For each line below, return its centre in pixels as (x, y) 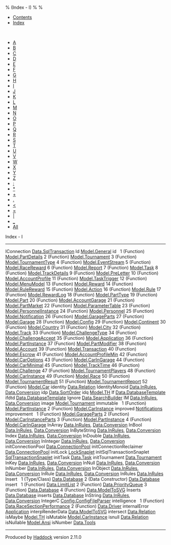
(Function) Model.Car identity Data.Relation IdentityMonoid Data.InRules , (81, 387)
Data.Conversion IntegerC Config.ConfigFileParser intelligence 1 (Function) (85, 501)
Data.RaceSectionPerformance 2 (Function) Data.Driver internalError (77, 506)
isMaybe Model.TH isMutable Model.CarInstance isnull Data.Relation (77, 517)
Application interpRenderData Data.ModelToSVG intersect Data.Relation (80, 512)
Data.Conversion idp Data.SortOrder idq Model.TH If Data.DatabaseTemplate (85, 392)
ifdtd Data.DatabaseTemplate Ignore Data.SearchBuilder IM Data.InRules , (82, 398)
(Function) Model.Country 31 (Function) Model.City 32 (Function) (73, 327)
